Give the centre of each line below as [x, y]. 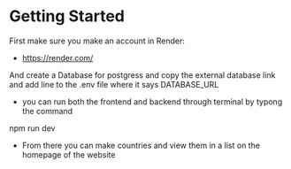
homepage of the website [69, 154]
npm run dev [32, 128]
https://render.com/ [57, 58]
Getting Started [67, 16]
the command [47, 111]
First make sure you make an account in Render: [97, 41]
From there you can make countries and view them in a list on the [141, 145]
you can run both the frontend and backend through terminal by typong [152, 101]
